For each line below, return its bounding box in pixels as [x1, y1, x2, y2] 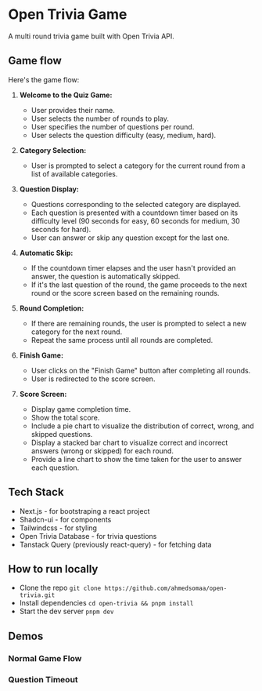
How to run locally [8, 562, 99, 576]
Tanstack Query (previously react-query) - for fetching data [19, 540, 212, 549]
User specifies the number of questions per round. [31, 122, 195, 131]
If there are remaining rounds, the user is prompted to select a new [31, 318, 247, 328]
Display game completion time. [31, 404, 131, 413]
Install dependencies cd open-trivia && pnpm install [19, 598, 194, 608]
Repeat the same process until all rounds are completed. [31, 335, 214, 344]
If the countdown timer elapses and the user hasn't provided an [31, 263, 236, 272]
